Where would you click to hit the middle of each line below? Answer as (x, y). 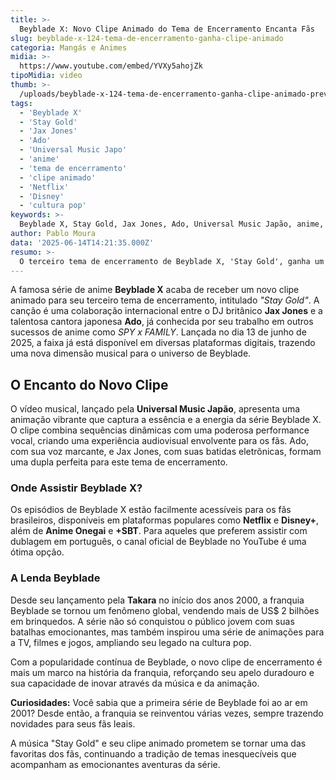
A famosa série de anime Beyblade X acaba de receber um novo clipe (155, 290)
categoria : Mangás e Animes (69, 47)
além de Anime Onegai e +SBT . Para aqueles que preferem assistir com (159, 531)
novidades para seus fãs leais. (73, 723)
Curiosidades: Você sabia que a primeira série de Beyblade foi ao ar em (159, 702)
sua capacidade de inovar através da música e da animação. (135, 683)
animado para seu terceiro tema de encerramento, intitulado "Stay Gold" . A (165, 300)
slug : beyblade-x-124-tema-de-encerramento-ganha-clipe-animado (147, 38)
